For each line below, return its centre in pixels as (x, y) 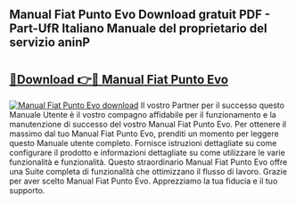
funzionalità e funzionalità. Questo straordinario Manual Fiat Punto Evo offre (148, 162)
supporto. (27, 190)
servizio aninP (50, 42)
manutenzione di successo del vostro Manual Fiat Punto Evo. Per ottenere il (148, 124)
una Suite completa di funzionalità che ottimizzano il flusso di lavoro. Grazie (148, 171)
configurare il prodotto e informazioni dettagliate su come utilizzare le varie (147, 152)
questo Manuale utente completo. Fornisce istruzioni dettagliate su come (143, 143)
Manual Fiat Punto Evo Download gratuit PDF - (140, 15)
